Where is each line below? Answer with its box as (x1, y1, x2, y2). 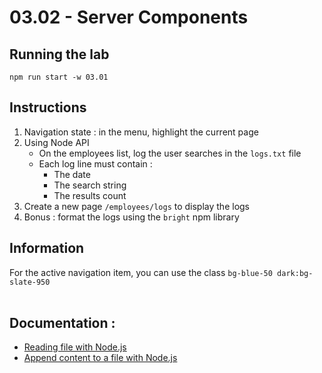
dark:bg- (277, 268, 314, 278)
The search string (53, 179, 127, 191)
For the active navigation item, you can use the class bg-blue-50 (9, 266, 273, 278)
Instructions (9, 99, 87, 116)
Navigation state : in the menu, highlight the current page (23, 126, 259, 138)
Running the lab (9, 46, 110, 63)
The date (53, 168, 91, 180)
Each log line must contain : (38, 157, 153, 170)
